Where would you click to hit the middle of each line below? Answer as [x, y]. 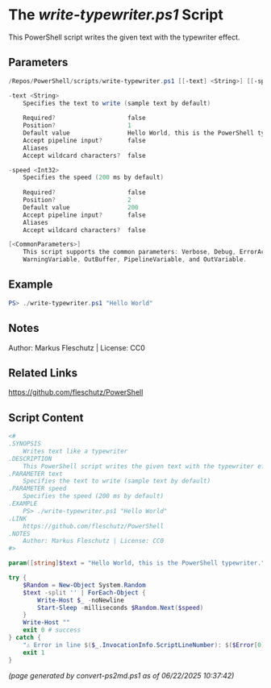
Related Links [43, 373]
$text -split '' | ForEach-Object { [85, 593]
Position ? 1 [77, 126]
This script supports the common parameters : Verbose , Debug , [129, 252]
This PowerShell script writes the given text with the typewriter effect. [124, 37]
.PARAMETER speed [38, 489]
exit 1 [34, 653]
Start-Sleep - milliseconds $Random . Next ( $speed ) [121, 607]
